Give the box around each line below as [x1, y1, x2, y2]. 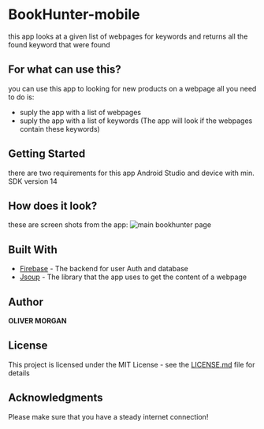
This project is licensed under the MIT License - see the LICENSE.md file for [8, 360, 255, 369]
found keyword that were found [8, 39, 110, 49]
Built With [8, 243, 58, 256]
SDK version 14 [8, 176, 58, 186]
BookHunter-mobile [8, 6, 140, 24]
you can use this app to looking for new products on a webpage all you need [8, 84, 257, 93]
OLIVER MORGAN [8, 316, 67, 325]
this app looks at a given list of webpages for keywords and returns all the [8, 32, 248, 41]
